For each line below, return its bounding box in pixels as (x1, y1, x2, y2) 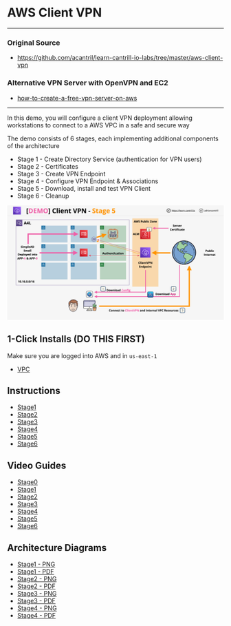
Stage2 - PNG (16, 575, 57, 583)
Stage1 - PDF (16, 567, 54, 576)
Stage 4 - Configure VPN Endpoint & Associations (16, 177, 159, 185)
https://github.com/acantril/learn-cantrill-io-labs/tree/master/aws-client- (16, 54, 223, 62)
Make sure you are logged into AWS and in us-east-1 (7, 351, 157, 359)
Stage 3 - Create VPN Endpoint (16, 169, 106, 178)
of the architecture (7, 141, 60, 149)
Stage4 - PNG (16, 604, 57, 612)
